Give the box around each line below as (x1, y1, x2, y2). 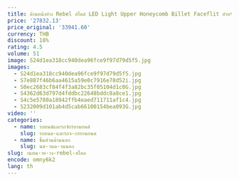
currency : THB (7, 30, 50, 38)
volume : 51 (7, 51, 40, 58)
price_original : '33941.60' (7, 24, 91, 31)
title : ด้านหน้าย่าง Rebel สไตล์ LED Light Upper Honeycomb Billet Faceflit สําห (7, 10, 230, 18)
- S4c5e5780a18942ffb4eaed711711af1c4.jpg (14, 97, 142, 104)
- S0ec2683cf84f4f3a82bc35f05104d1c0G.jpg (14, 83, 142, 90)
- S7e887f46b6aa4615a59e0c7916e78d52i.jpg (14, 76, 142, 84)
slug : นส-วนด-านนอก (20, 143, 75, 150)
